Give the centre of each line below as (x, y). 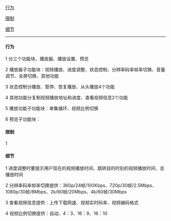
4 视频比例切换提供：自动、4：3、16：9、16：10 (56, 213)
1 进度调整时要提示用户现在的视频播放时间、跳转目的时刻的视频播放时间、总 (85, 168)
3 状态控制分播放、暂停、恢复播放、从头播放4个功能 (60, 87)
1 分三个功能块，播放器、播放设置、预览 (47, 59)
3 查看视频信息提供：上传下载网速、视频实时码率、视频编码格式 (72, 202)
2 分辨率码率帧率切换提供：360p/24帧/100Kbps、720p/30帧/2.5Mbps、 (81, 185)
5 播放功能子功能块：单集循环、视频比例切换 (52, 108)
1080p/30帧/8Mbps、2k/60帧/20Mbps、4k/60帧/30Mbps (66, 191)
